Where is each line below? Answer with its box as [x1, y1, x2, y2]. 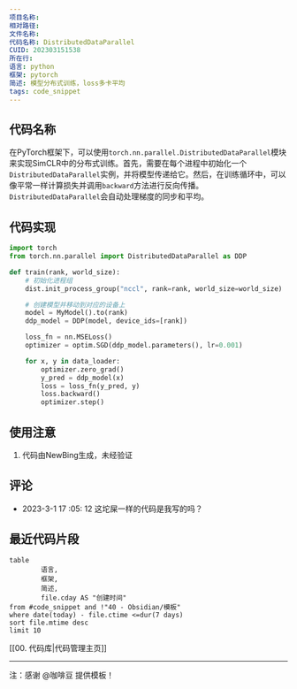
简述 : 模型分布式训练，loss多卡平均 [9, 79, 126, 88]
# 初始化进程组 [25, 276, 73, 285]
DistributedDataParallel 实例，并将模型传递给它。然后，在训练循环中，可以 [9, 169, 286, 180]
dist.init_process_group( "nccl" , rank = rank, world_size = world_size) [25, 284, 283, 293]
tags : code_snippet [9, 87, 81, 96]
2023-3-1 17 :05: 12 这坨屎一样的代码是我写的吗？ [21, 503, 203, 514]
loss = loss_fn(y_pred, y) [41, 381, 141, 390]
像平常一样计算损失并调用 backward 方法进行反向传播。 [9, 180, 204, 191]
